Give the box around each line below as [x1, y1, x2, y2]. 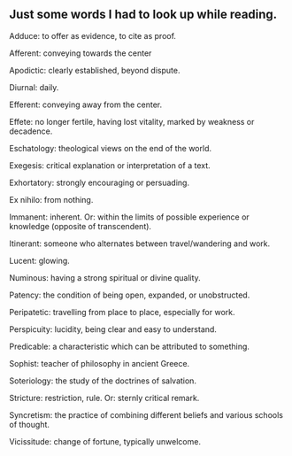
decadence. [9, 126, 53, 136]
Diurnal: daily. [9, 81, 59, 92]
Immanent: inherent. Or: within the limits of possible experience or [9, 212, 250, 222]
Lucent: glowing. [9, 255, 71, 266]
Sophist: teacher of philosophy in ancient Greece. [9, 358, 190, 368]
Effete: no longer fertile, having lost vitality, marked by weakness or [9, 116, 255, 127]
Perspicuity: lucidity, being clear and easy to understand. [9, 323, 217, 335]
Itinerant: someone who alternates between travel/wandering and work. [9, 238, 271, 249]
